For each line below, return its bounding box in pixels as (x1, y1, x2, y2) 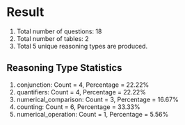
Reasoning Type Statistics (6, 62, 122, 74)
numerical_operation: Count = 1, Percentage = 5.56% (16, 110, 169, 118)
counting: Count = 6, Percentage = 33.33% (16, 102, 140, 111)
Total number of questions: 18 (16, 27, 102, 35)
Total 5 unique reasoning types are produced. (16, 42, 147, 50)
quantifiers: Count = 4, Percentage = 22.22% (16, 87, 147, 96)
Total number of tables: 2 (16, 34, 89, 42)
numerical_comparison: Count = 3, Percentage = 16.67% (16, 95, 179, 103)
